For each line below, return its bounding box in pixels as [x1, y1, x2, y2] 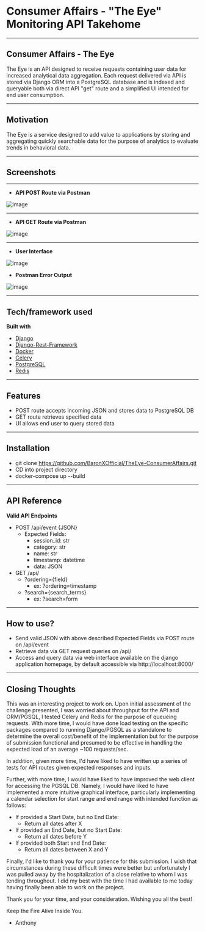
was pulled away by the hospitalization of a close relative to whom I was [6, 871, 188, 878]
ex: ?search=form [33, 595, 78, 602]
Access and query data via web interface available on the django [15, 654, 179, 662]
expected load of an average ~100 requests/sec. [6, 746, 129, 753]
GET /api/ [15, 569, 40, 576]
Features [6, 391, 41, 401]
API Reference [6, 496, 62, 506]
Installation [6, 443, 50, 453]
